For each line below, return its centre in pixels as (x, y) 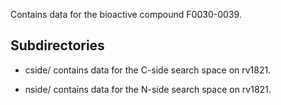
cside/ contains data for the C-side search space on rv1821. (148, 70)
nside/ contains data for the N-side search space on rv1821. (148, 89)
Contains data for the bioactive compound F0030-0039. (126, 14)
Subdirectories (57, 45)
